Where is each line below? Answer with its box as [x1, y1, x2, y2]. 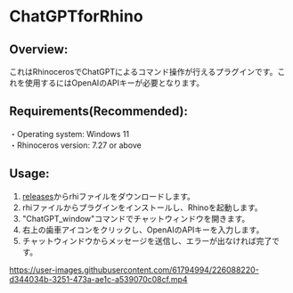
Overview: [9, 42, 69, 57]
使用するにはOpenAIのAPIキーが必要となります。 [24, 77, 205, 88]
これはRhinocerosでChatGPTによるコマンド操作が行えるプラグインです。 [9, 67, 278, 77]
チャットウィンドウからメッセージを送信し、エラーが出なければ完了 [21, 235, 273, 246]
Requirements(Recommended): [9, 104, 189, 119]
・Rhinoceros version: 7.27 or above [9, 140, 142, 151]
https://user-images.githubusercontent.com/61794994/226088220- [9, 265, 260, 275]
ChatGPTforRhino [9, 6, 144, 27]
